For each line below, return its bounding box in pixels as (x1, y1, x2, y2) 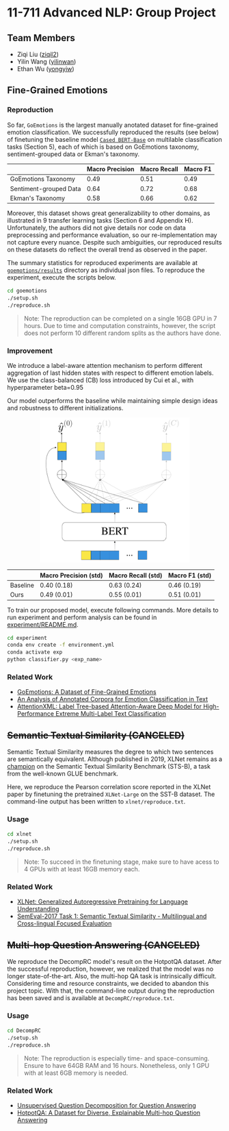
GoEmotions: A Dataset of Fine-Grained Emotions (16, 688, 157, 696)
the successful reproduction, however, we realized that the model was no (7, 965, 214, 973)
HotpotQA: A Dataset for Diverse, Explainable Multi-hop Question (16, 1108, 200, 1117)
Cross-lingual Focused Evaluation (16, 919, 112, 928)
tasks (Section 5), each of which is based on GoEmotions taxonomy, (7, 142, 200, 151)
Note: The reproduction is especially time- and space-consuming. (23, 1054, 210, 1062)
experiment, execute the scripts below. (7, 273, 116, 282)
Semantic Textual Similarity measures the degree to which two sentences (7, 748, 214, 756)
